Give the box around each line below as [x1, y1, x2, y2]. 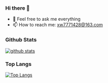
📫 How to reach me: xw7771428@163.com [12, 22, 103, 28]
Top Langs [5, 60, 32, 67]
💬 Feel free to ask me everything [12, 16, 81, 22]
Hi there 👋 [5, 5, 30, 12]
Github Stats [5, 36, 37, 44]
